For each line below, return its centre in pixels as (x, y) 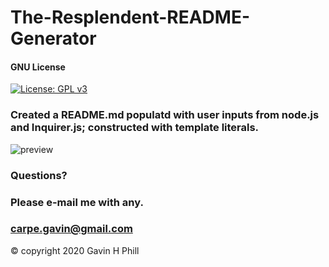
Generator (53, 38)
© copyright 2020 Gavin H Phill (75, 250)
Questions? (39, 175)
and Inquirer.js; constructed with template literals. (135, 128)
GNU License (38, 67)
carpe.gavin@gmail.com (71, 229)
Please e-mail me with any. (77, 202)
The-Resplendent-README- (130, 17)
